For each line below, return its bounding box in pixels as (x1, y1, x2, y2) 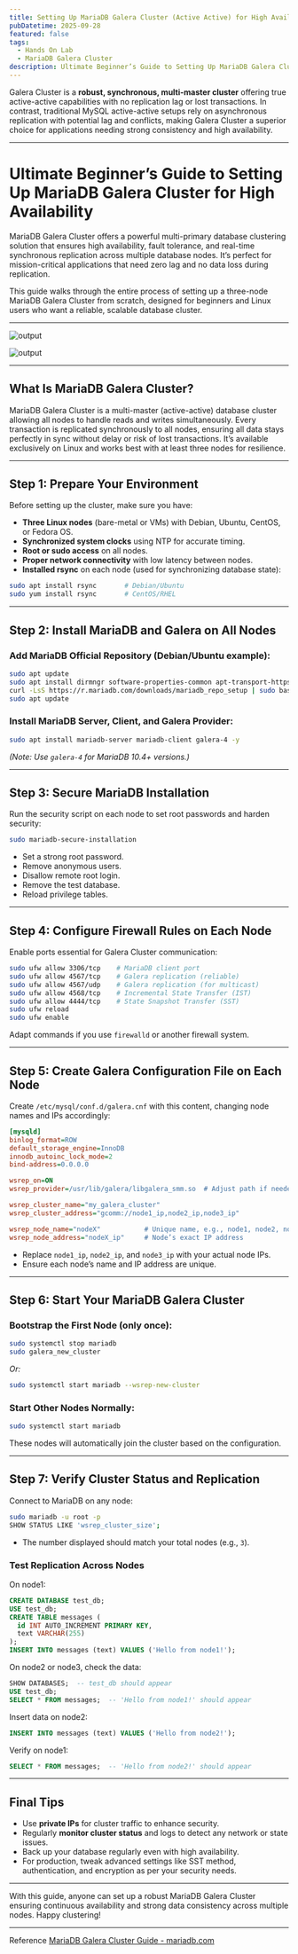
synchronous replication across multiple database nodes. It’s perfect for (9, 249, 272, 260)
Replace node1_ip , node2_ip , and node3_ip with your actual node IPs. (21, 1249, 271, 1260)
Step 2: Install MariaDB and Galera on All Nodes (9, 623, 277, 638)
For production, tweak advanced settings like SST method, (21, 1856, 237, 1867)
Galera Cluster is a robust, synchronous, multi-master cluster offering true (9, 86, 286, 98)
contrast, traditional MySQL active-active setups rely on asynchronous (9, 106, 268, 116)
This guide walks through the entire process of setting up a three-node (9, 286, 269, 296)
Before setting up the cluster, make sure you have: (9, 500, 193, 511)
